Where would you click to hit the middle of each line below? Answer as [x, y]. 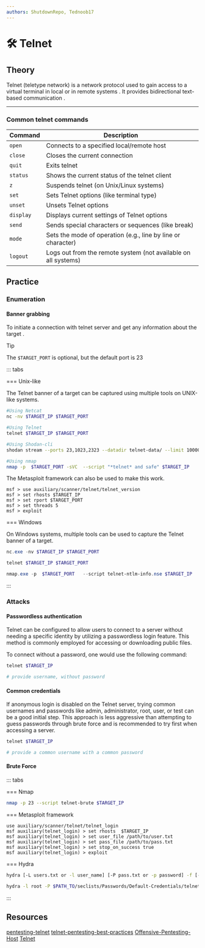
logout [19, 256]
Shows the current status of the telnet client [109, 175]
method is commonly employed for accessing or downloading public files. [99, 643]
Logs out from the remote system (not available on [118, 253]
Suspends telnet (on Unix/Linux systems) [105, 185]
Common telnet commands [47, 119]
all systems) [63, 260]
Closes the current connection [89, 155]
